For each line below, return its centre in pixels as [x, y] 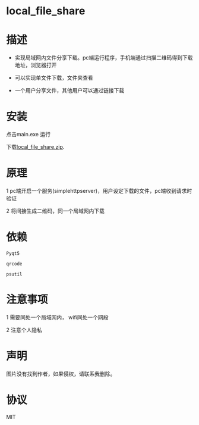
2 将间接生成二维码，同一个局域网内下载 [56, 211]
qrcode [14, 264]
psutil [14, 274]
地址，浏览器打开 [36, 65]
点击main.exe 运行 [29, 135]
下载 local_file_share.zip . [35, 147]
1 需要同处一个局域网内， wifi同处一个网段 [57, 317]
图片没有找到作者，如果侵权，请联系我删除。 [61, 374]
